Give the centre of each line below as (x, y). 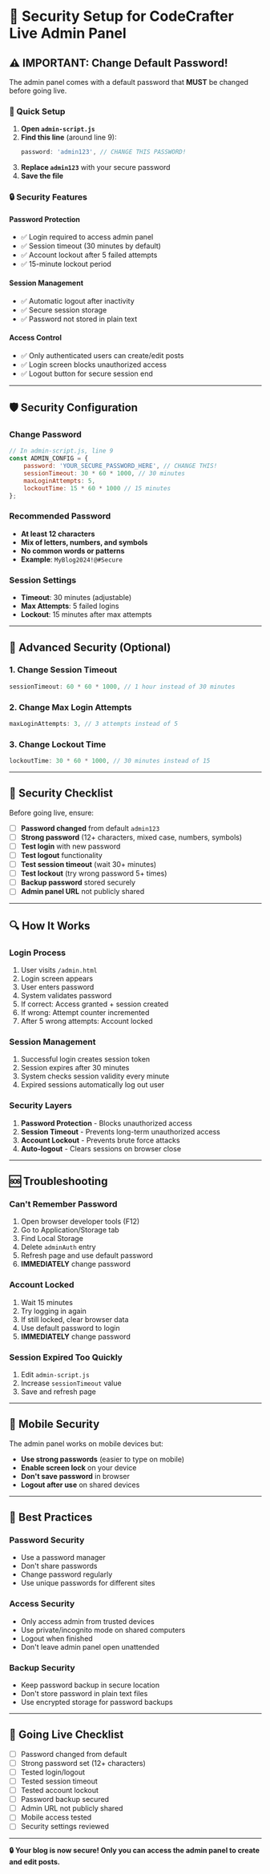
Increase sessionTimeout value (71, 1383)
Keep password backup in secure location (90, 1685)
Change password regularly (66, 1574)
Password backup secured (65, 1799)
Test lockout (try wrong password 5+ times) (94, 873)
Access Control (36, 338)
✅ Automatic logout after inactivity (77, 300)
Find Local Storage (52, 1239)
